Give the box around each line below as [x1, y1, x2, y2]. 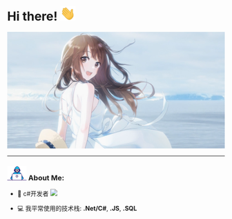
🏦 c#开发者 [17, 189, 49, 198]
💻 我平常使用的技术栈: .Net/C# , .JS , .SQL [17, 204, 137, 213]
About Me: [28, 173, 64, 183]
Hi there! [7, 9, 58, 24]
